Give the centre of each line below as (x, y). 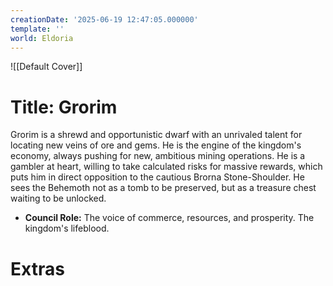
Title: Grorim (64, 107)
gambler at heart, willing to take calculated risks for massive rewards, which (166, 167)
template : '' (37, 29)
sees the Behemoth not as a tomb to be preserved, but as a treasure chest (163, 188)
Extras (37, 268)
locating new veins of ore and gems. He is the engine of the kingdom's (156, 145)
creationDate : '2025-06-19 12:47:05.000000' (104, 19)
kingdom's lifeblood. (67, 228)
